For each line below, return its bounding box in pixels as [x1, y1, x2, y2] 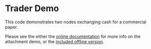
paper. [5, 24, 18, 30]
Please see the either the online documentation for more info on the [5, 33, 141, 39]
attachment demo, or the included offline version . [5, 38, 104, 44]
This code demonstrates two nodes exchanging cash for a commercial [5, 19, 147, 25]
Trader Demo [5, 3, 59, 14]
